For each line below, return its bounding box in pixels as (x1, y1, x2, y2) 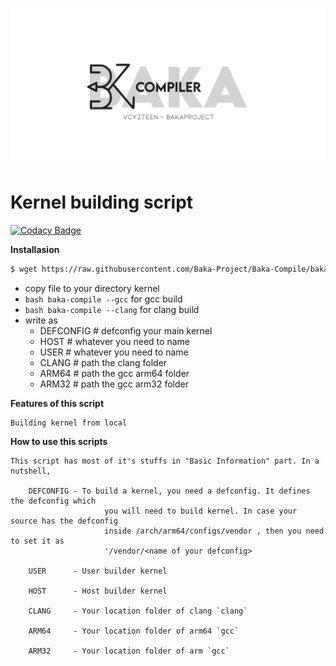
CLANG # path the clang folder (39, 356, 168, 368)
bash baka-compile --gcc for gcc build (24, 293, 183, 305)
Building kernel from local (10, 418, 128, 428)
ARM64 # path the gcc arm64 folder (39, 367, 190, 379)
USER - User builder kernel (28, 566, 168, 576)
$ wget (10, 264, 38, 274)
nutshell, (10, 466, 52, 476)
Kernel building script (10, 191, 194, 214)
